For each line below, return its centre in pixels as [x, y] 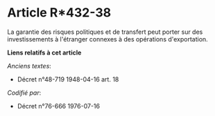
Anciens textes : [29, 66]
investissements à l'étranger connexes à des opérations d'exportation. [108, 39]
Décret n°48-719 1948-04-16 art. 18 [68, 79]
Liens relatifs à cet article [44, 52]
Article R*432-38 [59, 13]
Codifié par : [24, 93]
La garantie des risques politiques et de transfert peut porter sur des [105, 32]
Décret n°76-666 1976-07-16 [59, 106]
